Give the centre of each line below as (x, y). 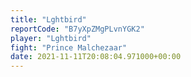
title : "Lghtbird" (48, 19)
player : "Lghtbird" (51, 38)
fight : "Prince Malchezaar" (69, 47)
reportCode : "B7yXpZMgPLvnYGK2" (77, 29)
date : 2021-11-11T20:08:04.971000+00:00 (96, 57)
